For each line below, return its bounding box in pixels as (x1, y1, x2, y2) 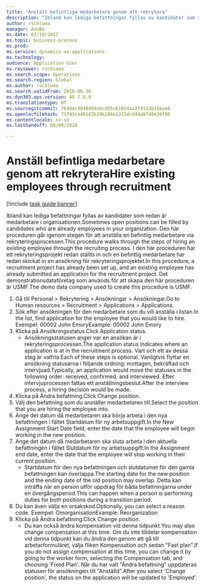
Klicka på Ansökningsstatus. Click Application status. (15, 328, 147, 335)
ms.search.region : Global (6, 77, 72, 83)
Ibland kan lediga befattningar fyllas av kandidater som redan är (6, 212, 167, 220)
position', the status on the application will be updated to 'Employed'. (24, 574, 197, 582)
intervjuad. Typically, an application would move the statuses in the (24, 367, 192, 374)
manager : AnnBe (6, 26, 45, 32)
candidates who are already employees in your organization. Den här (6, 225, 180, 232)
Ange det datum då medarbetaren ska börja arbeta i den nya (15, 412, 168, 419)
